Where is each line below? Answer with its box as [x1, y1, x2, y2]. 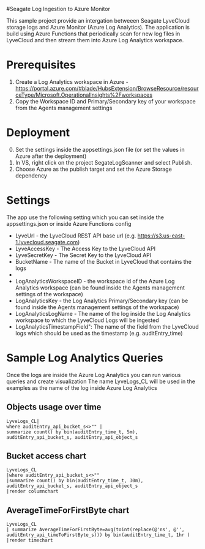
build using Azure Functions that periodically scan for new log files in [6, 30, 181, 37]
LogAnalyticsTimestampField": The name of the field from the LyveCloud [15, 323, 199, 330]
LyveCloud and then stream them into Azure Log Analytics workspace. [6, 37, 184, 43]
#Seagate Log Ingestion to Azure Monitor [6, 6, 110, 12]
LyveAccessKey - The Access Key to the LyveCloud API [15, 245, 156, 252]
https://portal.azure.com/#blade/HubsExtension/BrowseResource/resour [15, 84, 199, 92]
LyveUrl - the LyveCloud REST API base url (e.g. [15, 232, 136, 239]
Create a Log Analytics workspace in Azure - [15, 78, 129, 85]
